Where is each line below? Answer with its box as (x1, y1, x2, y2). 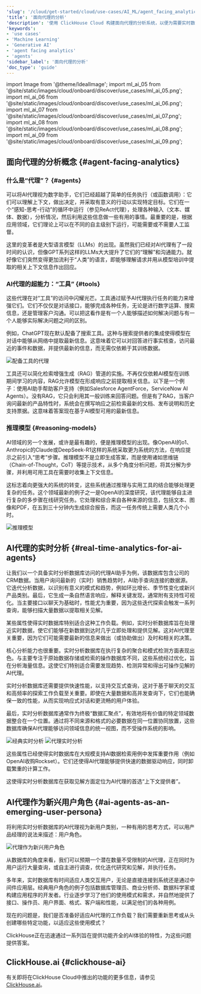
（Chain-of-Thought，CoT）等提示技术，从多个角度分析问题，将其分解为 (6, 461, 187, 468)
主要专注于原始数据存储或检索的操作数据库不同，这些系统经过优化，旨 (22, 654, 195, 661)
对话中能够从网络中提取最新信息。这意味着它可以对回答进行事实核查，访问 (6, 337, 190, 344)
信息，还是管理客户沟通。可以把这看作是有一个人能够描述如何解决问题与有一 (6, 309, 195, 317)
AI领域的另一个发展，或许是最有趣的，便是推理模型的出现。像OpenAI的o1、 (6, 438, 193, 446)
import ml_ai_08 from (6, 119, 58, 126)
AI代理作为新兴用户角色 (6, 797, 93, 807)
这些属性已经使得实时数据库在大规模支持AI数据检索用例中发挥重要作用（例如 (6, 750, 195, 757)
